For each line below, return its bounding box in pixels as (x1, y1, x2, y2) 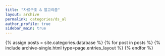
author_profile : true (5, 21, 51, 26)
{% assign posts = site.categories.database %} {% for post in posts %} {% (5, 39, 160, 45)
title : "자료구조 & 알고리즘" (5, 7, 61, 12)
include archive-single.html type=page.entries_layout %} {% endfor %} (5, 45, 153, 51)
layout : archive (5, 12, 39, 17)
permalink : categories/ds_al (5, 16, 67, 21)
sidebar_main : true (5, 26, 46, 31)
